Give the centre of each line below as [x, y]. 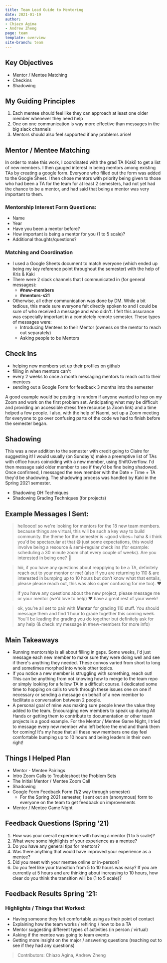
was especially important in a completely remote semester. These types [86, 317]
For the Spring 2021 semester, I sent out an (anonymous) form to [86, 797]
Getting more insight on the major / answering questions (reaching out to [87, 940]
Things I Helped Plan [38, 758]
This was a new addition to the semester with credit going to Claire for [77, 451]
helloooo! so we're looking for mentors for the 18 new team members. [89, 526]
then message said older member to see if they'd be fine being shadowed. [82, 467]
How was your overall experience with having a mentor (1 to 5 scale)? [84, 835]
